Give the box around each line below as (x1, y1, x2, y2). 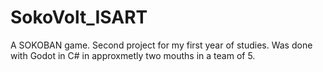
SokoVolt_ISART (10, 6, 148, 29)
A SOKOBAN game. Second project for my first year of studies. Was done (10, 39, 313, 51)
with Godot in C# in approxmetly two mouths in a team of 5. (10, 49, 256, 61)
